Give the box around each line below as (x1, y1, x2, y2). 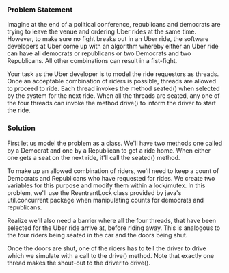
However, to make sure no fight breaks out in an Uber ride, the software (7, 35, 209, 43)
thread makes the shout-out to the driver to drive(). (7, 259, 151, 267)
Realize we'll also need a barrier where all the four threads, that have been (7, 216, 217, 224)
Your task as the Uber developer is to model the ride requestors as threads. (7, 70, 219, 78)
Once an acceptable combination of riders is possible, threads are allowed (7, 77, 217, 86)
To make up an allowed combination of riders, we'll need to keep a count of (7, 166, 219, 175)
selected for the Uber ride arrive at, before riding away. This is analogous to (7, 224, 221, 232)
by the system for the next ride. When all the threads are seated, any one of (7, 92, 220, 100)
